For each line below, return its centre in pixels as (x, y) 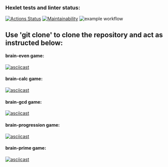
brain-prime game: (26, 148)
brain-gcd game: (24, 102)
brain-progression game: (33, 125)
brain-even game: (25, 56)
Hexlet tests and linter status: (43, 8)
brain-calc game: (24, 79)
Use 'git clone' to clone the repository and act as (84, 35)
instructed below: (34, 43)
